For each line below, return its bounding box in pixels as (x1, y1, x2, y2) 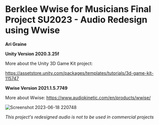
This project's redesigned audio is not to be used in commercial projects (5, 114, 154, 120)
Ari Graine (5, 41, 27, 47)
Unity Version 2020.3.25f (5, 51, 59, 57)
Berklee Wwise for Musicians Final (5, 3, 152, 15)
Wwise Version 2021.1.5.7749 (5, 85, 68, 91)
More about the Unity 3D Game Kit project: (5, 60, 93, 66)
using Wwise (5, 25, 60, 36)
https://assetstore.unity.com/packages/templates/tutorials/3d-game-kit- (5, 70, 154, 76)
